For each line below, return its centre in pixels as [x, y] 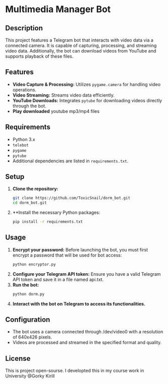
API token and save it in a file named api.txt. [58, 279]
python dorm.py [29, 294]
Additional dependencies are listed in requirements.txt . [70, 161]
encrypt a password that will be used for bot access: [67, 255]
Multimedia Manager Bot [58, 9]
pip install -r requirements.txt [48, 222]
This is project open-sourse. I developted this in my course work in [75, 371]
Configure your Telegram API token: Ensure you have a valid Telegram [87, 274]
